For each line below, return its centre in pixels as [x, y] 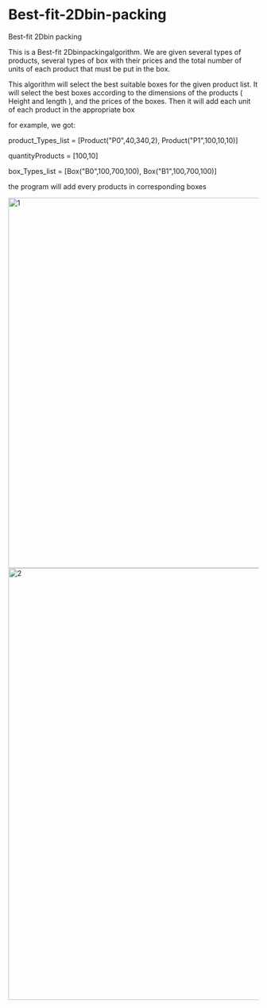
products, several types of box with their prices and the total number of [125, 60]
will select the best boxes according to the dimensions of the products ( [126, 92]
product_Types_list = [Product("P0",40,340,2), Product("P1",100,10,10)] [123, 140]
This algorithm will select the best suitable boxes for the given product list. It [133, 84]
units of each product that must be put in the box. [89, 68]
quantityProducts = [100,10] [53, 156]
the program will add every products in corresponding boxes [107, 186]
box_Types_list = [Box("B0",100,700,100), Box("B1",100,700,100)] [112, 171]
